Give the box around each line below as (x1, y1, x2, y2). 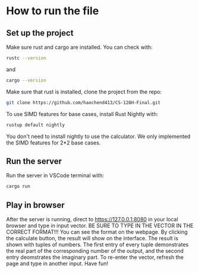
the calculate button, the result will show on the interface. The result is (6, 235, 179, 241)
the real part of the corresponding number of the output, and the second (6, 247, 184, 254)
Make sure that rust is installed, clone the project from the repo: (6, 88, 162, 95)
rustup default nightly (6, 122, 65, 128)
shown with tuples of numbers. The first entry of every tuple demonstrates (6, 241, 189, 248)
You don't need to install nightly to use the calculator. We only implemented (6, 133, 191, 140)
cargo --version (6, 77, 46, 83)
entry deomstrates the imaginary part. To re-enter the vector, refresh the (6, 254, 184, 261)
